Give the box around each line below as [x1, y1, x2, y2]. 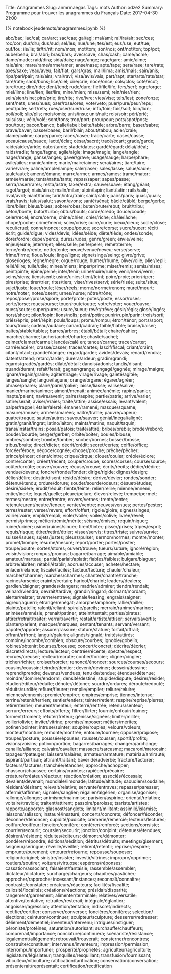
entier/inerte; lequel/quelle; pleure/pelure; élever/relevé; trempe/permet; [5, 491, 157, 497]
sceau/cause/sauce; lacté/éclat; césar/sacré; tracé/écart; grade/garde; [5, 138, 155, 144]
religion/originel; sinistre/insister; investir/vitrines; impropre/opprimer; [5, 854, 152, 860]
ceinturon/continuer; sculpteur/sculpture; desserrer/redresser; [27, 914, 158, 920]
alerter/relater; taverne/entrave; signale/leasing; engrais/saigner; [5, 594, 141, 600]
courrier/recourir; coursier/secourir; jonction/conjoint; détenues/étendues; [5, 827, 162, 833]
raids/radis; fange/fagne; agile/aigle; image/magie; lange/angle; [5, 149, 139, 155]
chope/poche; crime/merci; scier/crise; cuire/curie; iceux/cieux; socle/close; [5, 220, 166, 225]
